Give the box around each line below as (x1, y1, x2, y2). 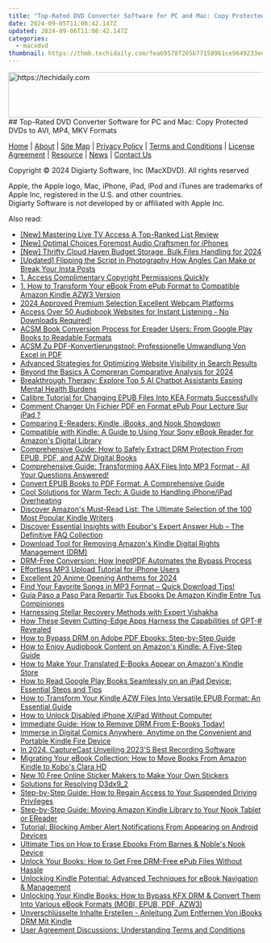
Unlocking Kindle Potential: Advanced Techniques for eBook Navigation (19, 874, 258, 883)
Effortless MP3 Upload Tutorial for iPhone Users (19, 565, 180, 574)
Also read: (8, 214, 43, 223)
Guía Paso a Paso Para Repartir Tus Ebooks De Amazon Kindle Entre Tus (19, 591, 261, 600)
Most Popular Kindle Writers (19, 513, 115, 522)
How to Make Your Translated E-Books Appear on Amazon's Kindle (19, 659, 244, 668)
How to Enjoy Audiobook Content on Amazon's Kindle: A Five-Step (19, 642, 243, 651)
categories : (8, 34, 48, 43)
